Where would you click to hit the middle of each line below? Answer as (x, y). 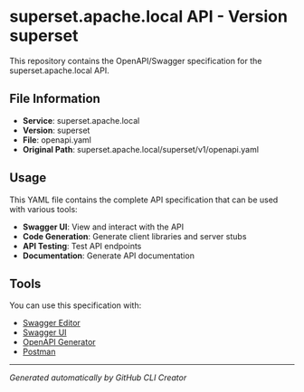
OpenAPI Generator (59, 342)
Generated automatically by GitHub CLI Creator (98, 378)
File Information (55, 99)
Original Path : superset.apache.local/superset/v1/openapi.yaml (141, 149)
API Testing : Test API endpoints (82, 246)
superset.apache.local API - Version (148, 17)
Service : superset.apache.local (81, 120)
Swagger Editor (52, 323)
